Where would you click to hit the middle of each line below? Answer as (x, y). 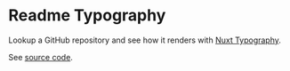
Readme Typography (87, 16)
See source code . (40, 57)
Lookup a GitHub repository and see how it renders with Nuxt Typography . (145, 40)
